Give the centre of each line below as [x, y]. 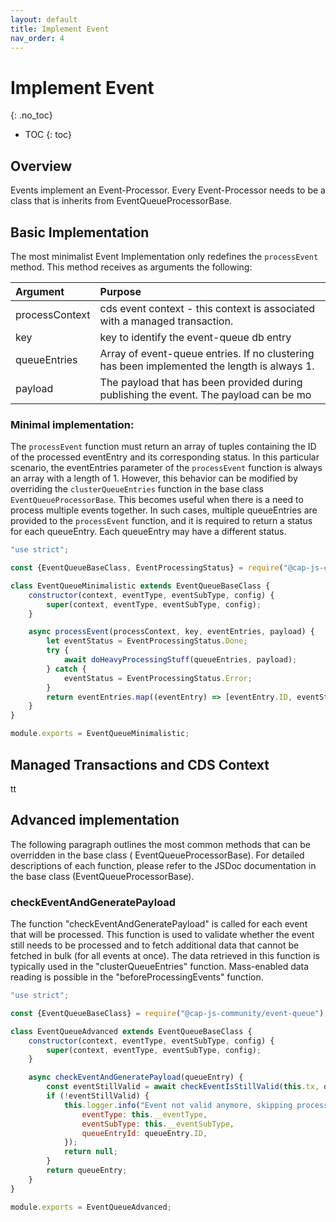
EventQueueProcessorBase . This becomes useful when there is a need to [157, 500]
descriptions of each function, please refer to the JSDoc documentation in [163, 865]
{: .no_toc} [31, 115]
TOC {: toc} [48, 135]
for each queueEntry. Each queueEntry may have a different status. [148, 532]
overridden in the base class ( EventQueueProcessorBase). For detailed [157, 855]
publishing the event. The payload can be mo [205, 394]
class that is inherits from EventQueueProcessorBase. [121, 201]
